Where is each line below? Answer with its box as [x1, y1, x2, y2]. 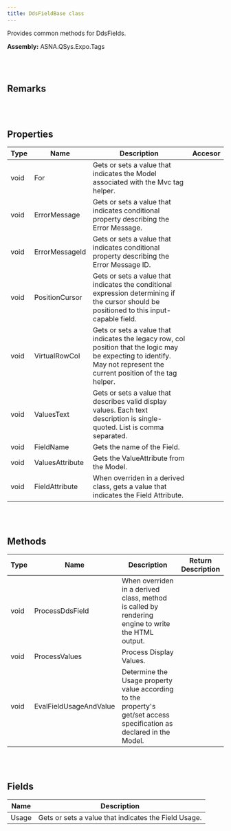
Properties [7, 128, 54, 140]
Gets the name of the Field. [92, 442, 180, 452]
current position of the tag [92, 369, 177, 378]
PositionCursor [34, 293, 82, 303]
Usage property [121, 676, 173, 685]
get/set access [121, 710, 170, 720]
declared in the [121, 727, 170, 737]
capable [92, 314, 119, 324]
